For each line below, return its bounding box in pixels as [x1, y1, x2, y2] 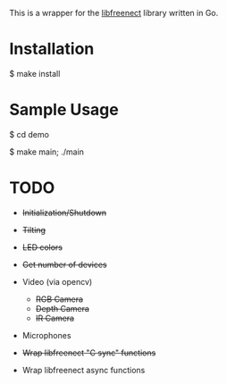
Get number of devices [21, 259, 107, 270]
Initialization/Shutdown [21, 207, 107, 218]
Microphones [21, 330, 71, 340]
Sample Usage [9, 100, 119, 120]
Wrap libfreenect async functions [21, 364, 146, 375]
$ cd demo [9, 129, 49, 139]
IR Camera [35, 313, 74, 323]
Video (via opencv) [21, 276, 93, 287]
